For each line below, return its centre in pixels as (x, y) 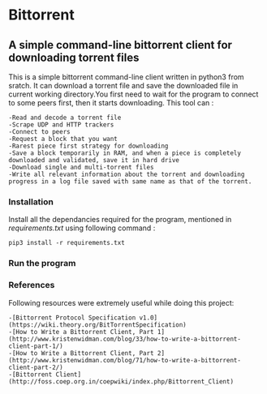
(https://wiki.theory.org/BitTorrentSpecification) (97, 325)
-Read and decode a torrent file (65, 118)
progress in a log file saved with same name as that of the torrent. (130, 182)
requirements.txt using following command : (82, 228)
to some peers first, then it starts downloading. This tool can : (111, 103)
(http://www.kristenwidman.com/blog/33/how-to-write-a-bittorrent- (125, 339)
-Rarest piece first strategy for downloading (88, 146)
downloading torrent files (74, 57)
